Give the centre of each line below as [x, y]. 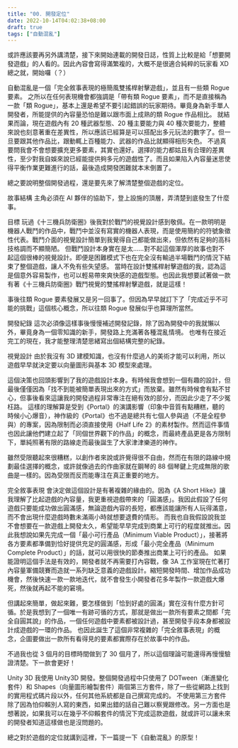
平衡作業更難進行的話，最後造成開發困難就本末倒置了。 [94, 168]
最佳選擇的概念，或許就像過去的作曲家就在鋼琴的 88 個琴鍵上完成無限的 [118, 466]
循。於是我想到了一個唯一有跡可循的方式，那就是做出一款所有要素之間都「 [116, 612]
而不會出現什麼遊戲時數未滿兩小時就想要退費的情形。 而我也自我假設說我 [114, 517]
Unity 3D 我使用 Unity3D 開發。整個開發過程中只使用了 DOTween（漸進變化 [118, 678]
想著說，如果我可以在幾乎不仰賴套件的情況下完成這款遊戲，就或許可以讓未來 [119, 714]
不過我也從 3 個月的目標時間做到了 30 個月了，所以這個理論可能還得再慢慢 [116, 654]
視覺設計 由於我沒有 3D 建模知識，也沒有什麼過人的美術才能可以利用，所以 [117, 356]
